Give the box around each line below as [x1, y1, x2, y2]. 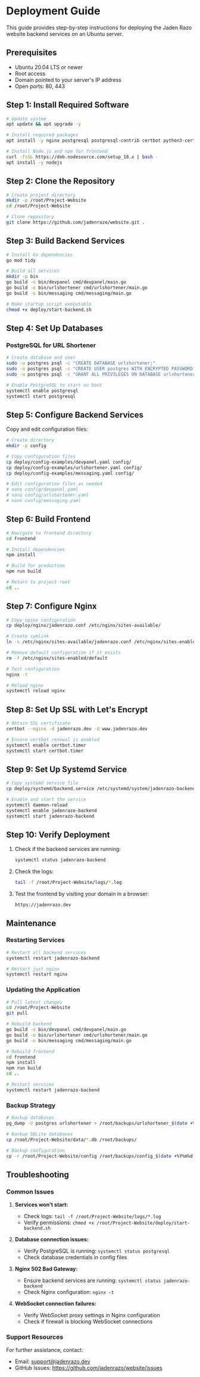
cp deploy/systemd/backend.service [6, 786, 95, 792]
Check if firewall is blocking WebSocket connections [23, 1318, 153, 1325]
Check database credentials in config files [23, 1254, 127, 1261]
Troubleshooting [6, 1170, 70, 1180]
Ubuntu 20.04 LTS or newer [14, 63, 83, 71]
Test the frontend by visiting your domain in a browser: [14, 891, 149, 898]
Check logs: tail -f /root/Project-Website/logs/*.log [23, 1213, 161, 1220]
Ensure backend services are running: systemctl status [23, 1277, 161, 1284]
